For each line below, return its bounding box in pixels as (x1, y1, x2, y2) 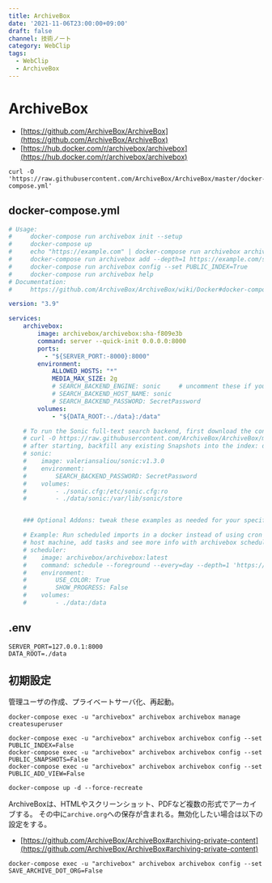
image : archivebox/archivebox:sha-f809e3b (37, 329, 183, 337)
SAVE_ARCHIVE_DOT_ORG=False (8, 867, 104, 875)
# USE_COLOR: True (23, 576, 111, 584)
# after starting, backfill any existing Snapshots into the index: (23, 442, 259, 450)
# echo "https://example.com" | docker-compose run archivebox (8, 248, 241, 256)
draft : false (8, 27, 53, 35)
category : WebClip (8, 42, 70, 50)
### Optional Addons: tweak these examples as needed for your (23, 516, 241, 524)
